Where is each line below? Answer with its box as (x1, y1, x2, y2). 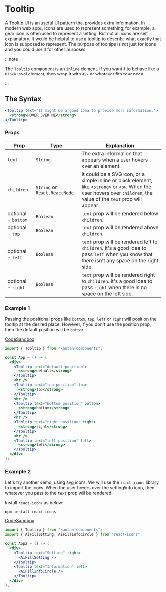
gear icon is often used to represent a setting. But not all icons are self (5, 30, 148, 36)
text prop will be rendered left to (82, 238, 158, 245)
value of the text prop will (82, 195, 142, 202)
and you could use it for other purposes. (5, 46, 87, 52)
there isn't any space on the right (82, 257, 159, 264)
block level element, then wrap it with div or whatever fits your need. (5, 71, 145, 76)
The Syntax (5, 95, 41, 103)
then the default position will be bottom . (5, 326, 85, 332)
